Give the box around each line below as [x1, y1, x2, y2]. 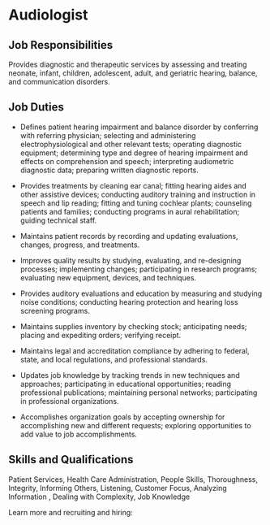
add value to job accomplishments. [19, 429, 138, 439]
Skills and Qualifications [8, 453, 134, 466]
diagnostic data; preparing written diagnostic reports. [19, 165, 199, 175]
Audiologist [8, 6, 88, 24]
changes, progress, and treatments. [19, 240, 140, 249]
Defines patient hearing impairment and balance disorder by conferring [19, 122, 259, 132]
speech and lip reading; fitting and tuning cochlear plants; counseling [19, 197, 252, 208]
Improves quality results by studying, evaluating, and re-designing [19, 255, 242, 265]
